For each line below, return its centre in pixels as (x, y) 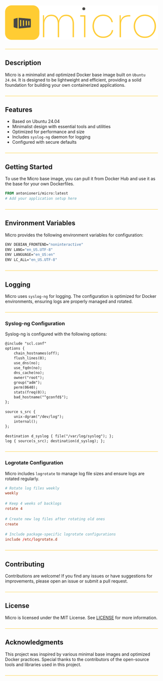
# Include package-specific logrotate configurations (61, 534)
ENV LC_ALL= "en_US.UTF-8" (31, 260)
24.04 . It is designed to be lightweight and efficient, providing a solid (73, 80)
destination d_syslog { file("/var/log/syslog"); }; (59, 436)
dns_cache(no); (29, 373)
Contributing (25, 564)
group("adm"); (28, 383)
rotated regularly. (22, 479)
